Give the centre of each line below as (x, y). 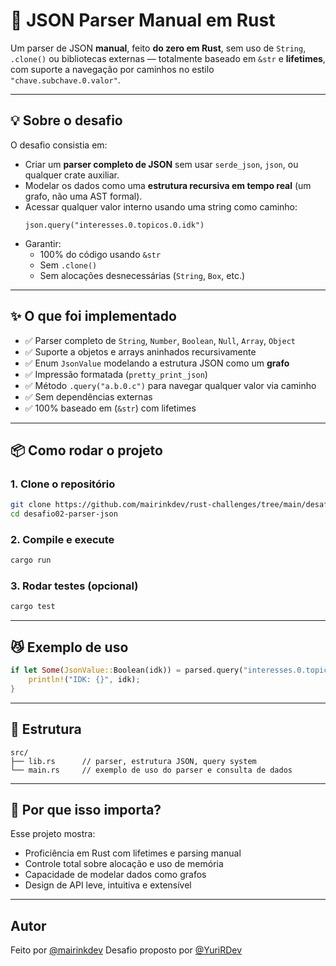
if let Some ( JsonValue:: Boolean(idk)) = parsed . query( (127, 670)
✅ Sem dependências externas (88, 396)
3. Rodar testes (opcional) (74, 586)
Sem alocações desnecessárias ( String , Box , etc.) (142, 275)
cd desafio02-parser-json (64, 514)
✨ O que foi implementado (93, 316)
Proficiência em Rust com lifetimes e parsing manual (133, 853)
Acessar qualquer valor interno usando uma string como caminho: (161, 206)
